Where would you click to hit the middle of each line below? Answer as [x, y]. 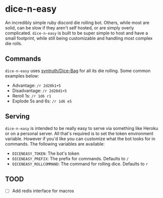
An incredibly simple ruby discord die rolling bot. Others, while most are [77, 23]
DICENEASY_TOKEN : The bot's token [46, 153]
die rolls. [14, 43]
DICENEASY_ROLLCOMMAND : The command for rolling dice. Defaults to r [80, 164]
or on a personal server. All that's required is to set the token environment [79, 133]
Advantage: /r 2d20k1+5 [36, 85]
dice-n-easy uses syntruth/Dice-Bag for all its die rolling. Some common [78, 71]
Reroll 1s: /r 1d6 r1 [32, 96]
